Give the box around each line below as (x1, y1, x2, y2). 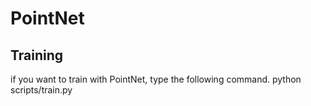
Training (10, 47, 64, 64)
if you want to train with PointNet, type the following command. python (10, 73, 302, 85)
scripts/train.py (10, 84, 73, 96)
